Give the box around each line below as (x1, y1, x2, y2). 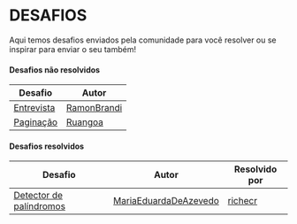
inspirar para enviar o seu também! (9, 43, 137, 54)
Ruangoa (65, 116, 103, 128)
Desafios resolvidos (9, 141, 85, 151)
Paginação (13, 116, 58, 128)
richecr (227, 195, 258, 207)
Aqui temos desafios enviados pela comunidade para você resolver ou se (9, 35, 277, 45)
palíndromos (13, 200, 66, 212)
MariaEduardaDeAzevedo (113, 195, 219, 207)
